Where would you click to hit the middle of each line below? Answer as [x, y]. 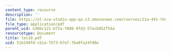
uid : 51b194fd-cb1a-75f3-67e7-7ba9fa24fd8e [52, 43]
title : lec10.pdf [24, 38]
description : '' [22, 15]
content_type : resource [31, 10]
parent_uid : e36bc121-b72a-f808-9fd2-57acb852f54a [60, 29]
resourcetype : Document [31, 33]
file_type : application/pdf [35, 24]
